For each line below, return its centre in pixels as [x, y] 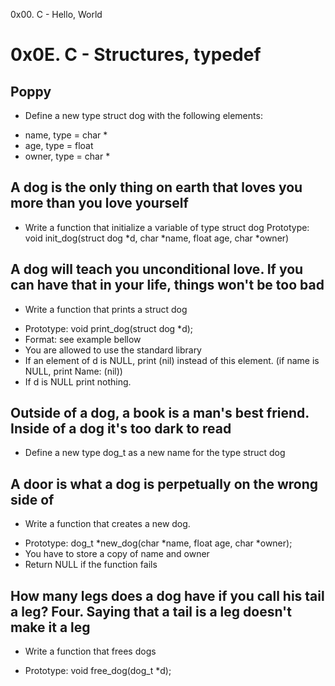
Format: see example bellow [83, 339]
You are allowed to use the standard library [113, 350]
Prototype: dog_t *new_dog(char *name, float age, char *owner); [158, 543]
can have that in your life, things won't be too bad [167, 285]
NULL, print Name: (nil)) [73, 371]
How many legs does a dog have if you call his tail [167, 595]
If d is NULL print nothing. [78, 381]
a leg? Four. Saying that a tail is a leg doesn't [151, 611]
